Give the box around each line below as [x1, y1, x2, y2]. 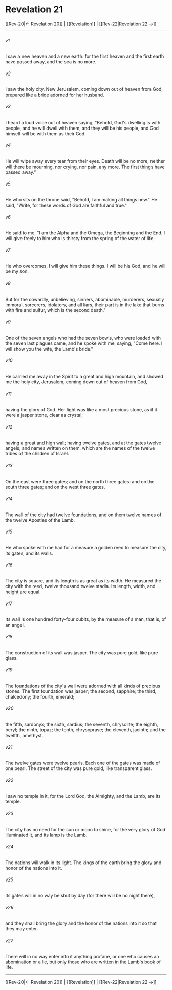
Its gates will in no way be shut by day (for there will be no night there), [5, 893, 155, 899]
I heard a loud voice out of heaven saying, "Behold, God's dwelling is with [5, 119, 161, 125]
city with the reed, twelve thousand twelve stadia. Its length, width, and [5, 583, 156, 590]
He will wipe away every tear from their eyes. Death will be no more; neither [5, 158, 165, 164]
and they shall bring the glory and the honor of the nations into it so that [5, 920, 157, 926]
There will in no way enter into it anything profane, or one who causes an [5, 954, 159, 960]
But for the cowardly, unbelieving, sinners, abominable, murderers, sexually [5, 296, 164, 302]
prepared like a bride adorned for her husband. [5, 91, 104, 98]
